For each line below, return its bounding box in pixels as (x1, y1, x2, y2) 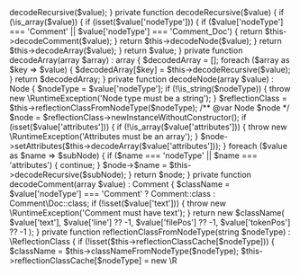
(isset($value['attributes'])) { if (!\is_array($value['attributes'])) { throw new (9, 121, 287, 132)
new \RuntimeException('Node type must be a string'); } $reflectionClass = (9, 93, 287, 103)
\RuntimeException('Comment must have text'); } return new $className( (9, 208, 286, 217)
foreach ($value (228, 141, 288, 151)
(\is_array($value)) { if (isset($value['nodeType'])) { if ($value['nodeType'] (9, 16, 284, 27)
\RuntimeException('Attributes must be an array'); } (9, 131, 199, 141)
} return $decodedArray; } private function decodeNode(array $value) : (9, 74, 275, 84)
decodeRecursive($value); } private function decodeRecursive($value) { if (9, 7, 285, 17)
